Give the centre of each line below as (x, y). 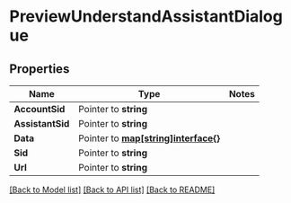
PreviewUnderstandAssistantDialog (146, 17)
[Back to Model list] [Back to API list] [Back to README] (112, 190)
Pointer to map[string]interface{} (149, 138)
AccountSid (40, 109)
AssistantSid (42, 124)
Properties (40, 69)
